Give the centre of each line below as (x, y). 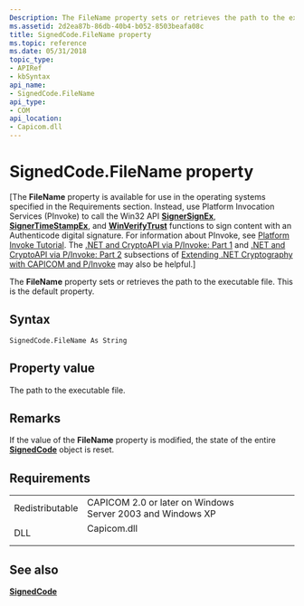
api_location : (36, 118)
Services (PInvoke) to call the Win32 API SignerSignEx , (113, 216)
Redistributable (46, 508)
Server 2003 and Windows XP (152, 514)
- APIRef (26, 69)
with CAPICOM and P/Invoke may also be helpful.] (103, 264)
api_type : (28, 102)
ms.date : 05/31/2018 (48, 52)
